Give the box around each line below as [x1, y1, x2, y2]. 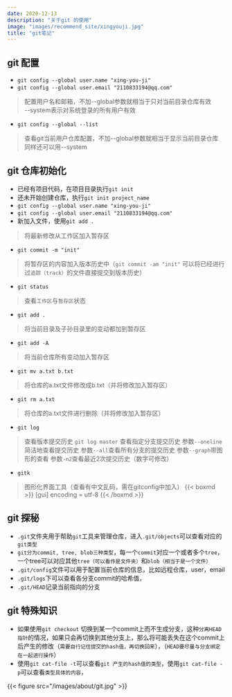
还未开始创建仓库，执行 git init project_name [17, 193, 150, 202]
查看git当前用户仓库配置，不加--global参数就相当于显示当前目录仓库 [24, 134, 219, 143]
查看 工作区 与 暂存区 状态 [24, 296, 87, 305]
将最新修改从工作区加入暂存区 [24, 231, 109, 240]
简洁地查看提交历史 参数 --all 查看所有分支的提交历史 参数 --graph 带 [24, 445, 217, 454]
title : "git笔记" [7, 29, 55, 37]
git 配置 [7, 57, 39, 69]
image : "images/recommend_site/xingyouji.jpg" [7, 23, 144, 30]
